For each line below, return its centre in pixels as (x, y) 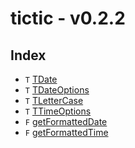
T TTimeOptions (58, 111)
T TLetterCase (54, 100)
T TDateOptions (57, 90)
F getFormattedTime (66, 132)
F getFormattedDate (66, 121)
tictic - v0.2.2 (68, 18)
